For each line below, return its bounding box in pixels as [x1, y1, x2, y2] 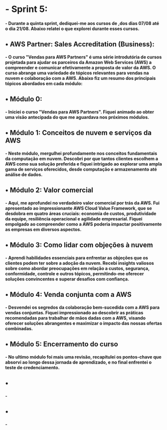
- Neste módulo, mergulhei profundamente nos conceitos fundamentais [5, 150, 158, 156]
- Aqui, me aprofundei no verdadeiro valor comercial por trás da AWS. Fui [5, 200, 160, 206]
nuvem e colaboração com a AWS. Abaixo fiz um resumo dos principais [5, 75, 156, 81]
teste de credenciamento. [5, 364, 60, 370]
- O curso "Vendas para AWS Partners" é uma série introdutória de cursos [5, 54, 162, 60]
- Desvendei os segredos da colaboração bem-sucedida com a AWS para [5, 304, 160, 310]
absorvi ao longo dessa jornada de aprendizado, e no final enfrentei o [5, 359, 152, 365]
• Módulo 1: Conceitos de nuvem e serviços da [5, 129, 152, 137]
